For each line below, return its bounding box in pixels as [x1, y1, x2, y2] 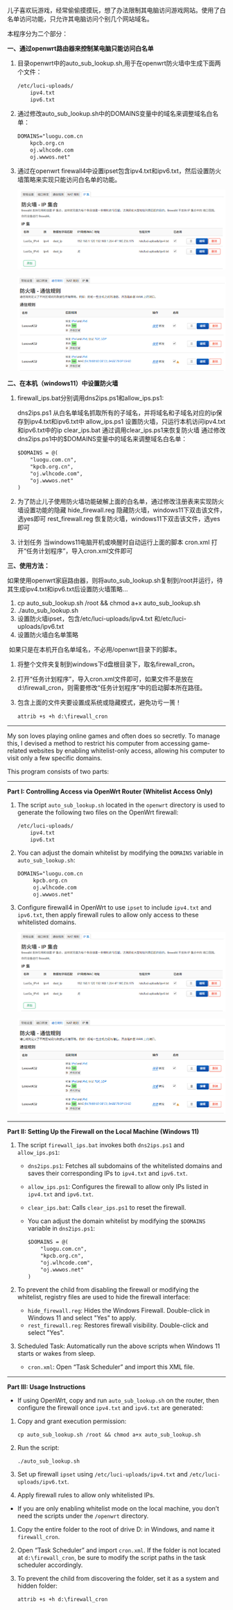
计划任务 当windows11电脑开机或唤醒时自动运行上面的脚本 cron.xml [17, 538, 210, 547]
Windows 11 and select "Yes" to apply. [27, 1313, 137, 1322]
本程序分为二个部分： [7, 30, 68, 38]
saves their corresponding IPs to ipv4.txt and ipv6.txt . [27, 1169, 188, 1177]
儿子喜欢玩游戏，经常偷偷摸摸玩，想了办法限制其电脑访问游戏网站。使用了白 [7, 6, 226, 14]
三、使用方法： [7, 561, 50, 570]
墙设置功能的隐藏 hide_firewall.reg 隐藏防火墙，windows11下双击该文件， [17, 506, 226, 514]
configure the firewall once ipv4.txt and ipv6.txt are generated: [17, 1403, 203, 1412]
